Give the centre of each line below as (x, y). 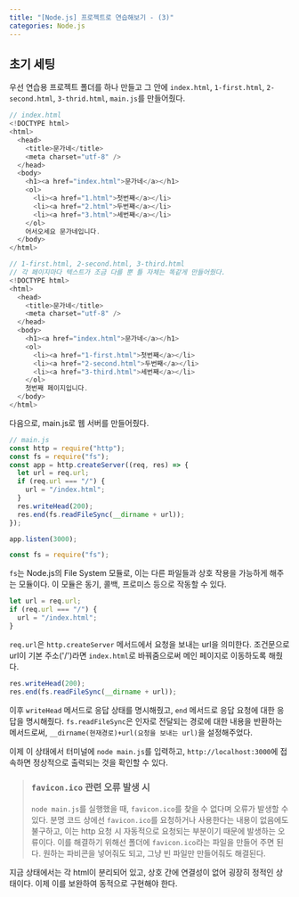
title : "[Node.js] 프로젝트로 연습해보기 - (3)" (92, 17)
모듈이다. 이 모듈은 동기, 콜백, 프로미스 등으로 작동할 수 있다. (122, 584)
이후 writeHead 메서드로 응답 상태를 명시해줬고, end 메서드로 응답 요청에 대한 (142, 710)
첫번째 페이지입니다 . (57, 389)
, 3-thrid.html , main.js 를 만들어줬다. (119, 98)
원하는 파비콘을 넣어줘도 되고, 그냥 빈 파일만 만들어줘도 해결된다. (154, 853)
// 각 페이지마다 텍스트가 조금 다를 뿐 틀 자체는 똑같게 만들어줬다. (117, 273)
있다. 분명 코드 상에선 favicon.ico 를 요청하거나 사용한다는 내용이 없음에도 (160, 819)
